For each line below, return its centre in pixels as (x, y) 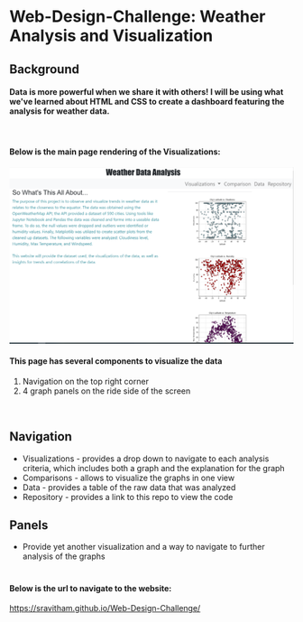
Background (44, 69)
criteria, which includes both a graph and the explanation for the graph (154, 468)
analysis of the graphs (64, 556)
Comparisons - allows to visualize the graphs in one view (129, 478)
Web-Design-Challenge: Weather (138, 17)
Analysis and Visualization (111, 36)
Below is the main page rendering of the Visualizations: (115, 152)
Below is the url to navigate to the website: (91, 588)
